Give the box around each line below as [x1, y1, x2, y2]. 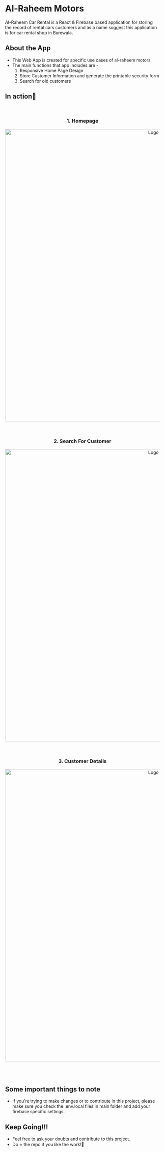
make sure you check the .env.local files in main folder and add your [12, 1103, 151, 1109]
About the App [5, 44, 51, 52]
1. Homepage [66, 118, 99, 125]
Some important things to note [5, 1085, 101, 1093]
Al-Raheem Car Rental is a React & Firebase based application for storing [5, 19, 153, 25]
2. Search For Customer [54, 438, 111, 445]
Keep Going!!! [5, 1123, 48, 1131]
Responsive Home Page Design [19, 67, 83, 73]
